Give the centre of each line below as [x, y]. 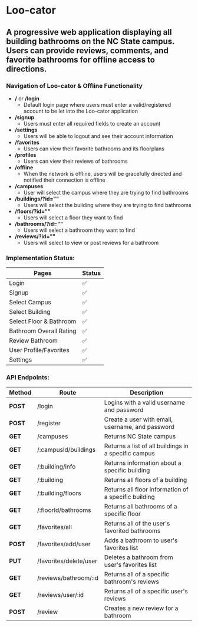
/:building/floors [59, 493]
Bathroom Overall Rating [43, 331]
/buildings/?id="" [37, 199]
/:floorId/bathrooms [64, 510]
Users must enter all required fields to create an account [92, 123]
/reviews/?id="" [35, 236]
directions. [27, 69]
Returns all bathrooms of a [141, 507]
